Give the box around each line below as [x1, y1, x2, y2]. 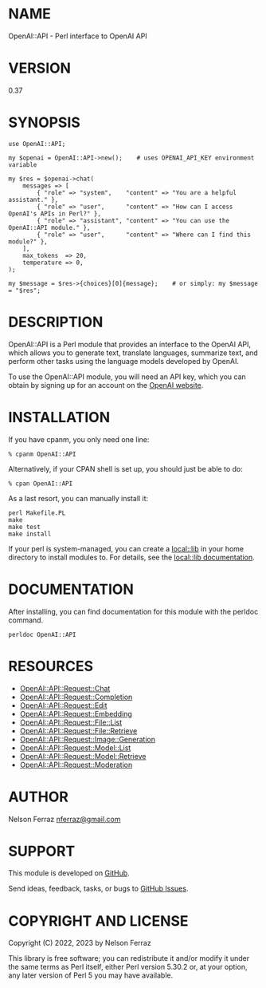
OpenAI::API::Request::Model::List [19, 743, 131, 753]
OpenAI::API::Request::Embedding [19, 709, 133, 718]
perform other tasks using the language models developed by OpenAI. [8, 356, 239, 366]
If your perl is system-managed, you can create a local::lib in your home [8, 543, 244, 553]
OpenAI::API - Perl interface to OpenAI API [8, 31, 147, 41]
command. [8, 615, 44, 625]
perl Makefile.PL [8, 508, 66, 517]
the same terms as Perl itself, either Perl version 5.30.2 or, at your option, [8, 962, 248, 972]
